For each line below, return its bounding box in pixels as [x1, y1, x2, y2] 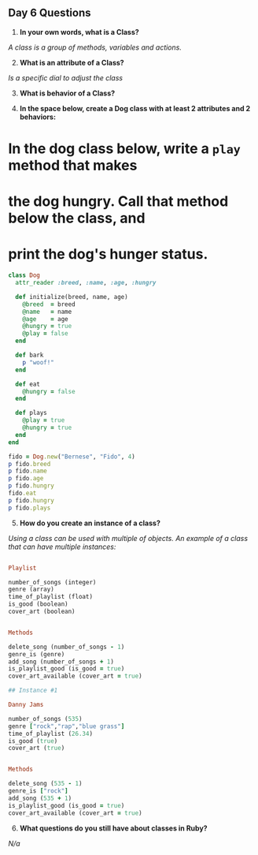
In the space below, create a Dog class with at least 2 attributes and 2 [19, 103, 251, 113]
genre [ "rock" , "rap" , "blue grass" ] [8, 722, 125, 730]
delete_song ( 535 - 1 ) [8, 780, 83, 788]
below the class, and [8, 209, 146, 227]
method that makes [8, 157, 138, 174]
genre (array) [8, 585, 55, 594]
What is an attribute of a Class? [19, 58, 124, 67]
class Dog [8, 271, 41, 279]
